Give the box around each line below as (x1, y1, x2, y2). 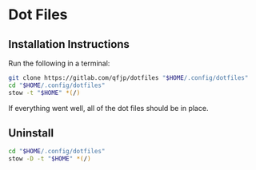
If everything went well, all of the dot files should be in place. (8, 103, 209, 113)
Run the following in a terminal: (8, 58, 110, 68)
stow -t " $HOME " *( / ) (8, 89, 81, 97)
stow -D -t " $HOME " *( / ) (8, 155, 91, 163)
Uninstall (8, 126, 54, 140)
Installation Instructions (8, 38, 130, 51)
